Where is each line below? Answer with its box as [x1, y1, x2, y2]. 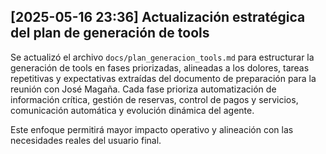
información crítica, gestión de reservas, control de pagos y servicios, [10, 93, 299, 105]
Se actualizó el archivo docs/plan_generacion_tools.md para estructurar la [10, 51, 315, 63]
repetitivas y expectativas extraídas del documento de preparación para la [10, 72, 317, 84]
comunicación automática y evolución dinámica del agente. [10, 104, 255, 116]
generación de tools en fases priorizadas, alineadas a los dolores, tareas [10, 61, 310, 74]
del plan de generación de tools [10, 25, 210, 42]
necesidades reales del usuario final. [10, 134, 162, 146]
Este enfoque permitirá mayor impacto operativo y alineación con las [10, 123, 294, 135]
